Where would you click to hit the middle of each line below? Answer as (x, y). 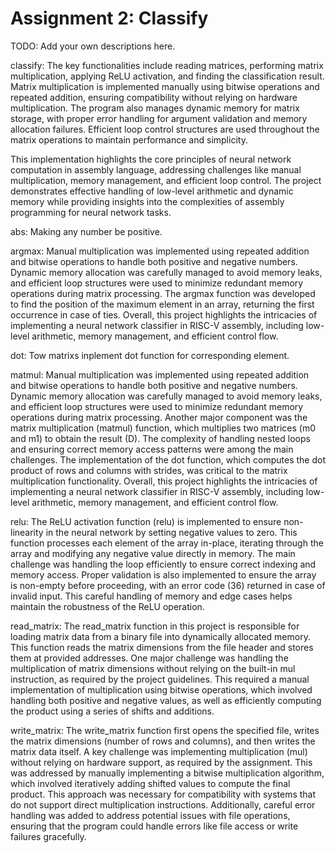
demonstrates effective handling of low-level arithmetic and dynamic (152, 191)
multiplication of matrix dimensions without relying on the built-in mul (153, 668)
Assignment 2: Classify (109, 18)
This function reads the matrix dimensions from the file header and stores (162, 647)
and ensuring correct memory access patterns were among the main (152, 449)
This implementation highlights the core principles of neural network (151, 159)
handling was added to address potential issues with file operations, (150, 815)
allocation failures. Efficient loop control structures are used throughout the (165, 129)
